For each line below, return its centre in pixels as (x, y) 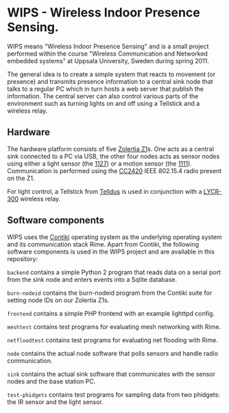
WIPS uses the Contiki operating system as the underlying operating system (114, 237)
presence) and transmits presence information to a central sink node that (110, 81)
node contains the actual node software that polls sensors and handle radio (112, 353)
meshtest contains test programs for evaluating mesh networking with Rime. (114, 326)
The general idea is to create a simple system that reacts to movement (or (111, 74)
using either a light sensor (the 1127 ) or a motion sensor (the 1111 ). (99, 164)
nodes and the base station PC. (51, 381)
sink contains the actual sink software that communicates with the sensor (111, 374)
